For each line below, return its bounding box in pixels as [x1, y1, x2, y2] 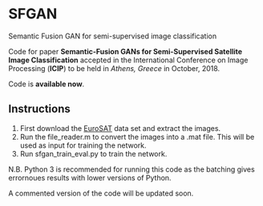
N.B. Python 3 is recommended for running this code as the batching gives [8, 164, 255, 174]
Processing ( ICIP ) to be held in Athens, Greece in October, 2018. [8, 63, 221, 73]
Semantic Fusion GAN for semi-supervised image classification [8, 31, 217, 41]
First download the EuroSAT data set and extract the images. [19, 123, 221, 133]
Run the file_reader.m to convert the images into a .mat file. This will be [19, 132, 255, 141]
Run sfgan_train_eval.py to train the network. [19, 149, 168, 158]
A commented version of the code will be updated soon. [8, 188, 194, 198]
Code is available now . [8, 79, 85, 89]
